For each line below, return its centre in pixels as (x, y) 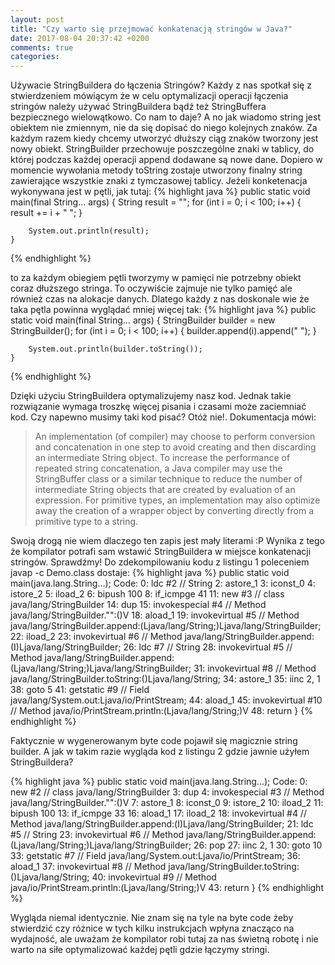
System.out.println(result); (89, 231)
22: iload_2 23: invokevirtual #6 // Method (96, 637)
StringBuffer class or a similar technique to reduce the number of (168, 479)
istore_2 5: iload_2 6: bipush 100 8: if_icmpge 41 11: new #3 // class (147, 594)
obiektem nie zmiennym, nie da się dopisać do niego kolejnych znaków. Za (164, 128)
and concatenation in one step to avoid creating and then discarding (175, 447)
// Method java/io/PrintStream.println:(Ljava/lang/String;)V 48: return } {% (161, 711)
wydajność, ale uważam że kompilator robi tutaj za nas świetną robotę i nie (164, 939)
